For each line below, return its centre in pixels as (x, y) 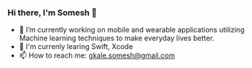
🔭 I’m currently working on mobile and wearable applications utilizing (132, 30)
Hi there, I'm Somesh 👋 (52, 13)
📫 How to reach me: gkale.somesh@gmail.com (97, 55)
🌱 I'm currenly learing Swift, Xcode (76, 47)
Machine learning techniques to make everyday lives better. (117, 38)
